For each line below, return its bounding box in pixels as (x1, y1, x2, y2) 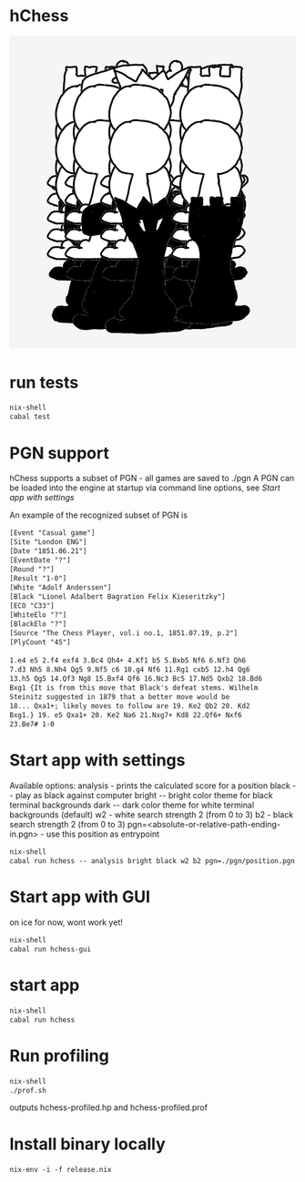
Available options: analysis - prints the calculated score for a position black (9, 780, 291, 791)
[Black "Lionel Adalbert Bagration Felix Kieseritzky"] (9, 592, 226, 601)
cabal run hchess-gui (9, 945, 92, 954)
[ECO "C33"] (9, 601, 55, 611)
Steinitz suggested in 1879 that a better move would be (9, 693, 230, 702)
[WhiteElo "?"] (9, 611, 67, 620)
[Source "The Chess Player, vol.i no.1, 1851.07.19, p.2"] (9, 629, 239, 638)
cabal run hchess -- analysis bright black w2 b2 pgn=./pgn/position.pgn (9, 857, 296, 866)
